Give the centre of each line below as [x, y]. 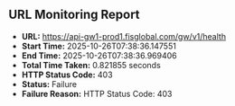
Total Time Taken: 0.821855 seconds [91, 65]
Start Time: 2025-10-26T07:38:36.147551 [99, 46]
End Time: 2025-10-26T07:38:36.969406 [99, 55]
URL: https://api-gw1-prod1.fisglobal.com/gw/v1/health [124, 36]
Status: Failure [49, 84]
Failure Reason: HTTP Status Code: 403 [97, 93]
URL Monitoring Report [75, 15]
